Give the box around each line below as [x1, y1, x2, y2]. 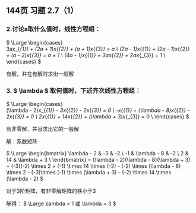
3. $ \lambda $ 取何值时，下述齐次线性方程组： [6, 86, 141, 95]
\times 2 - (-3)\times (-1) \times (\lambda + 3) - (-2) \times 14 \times [6, 168, 172, 176]
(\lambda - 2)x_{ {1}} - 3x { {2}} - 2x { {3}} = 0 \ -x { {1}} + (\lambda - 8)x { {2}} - [6, 106, 190, 114]
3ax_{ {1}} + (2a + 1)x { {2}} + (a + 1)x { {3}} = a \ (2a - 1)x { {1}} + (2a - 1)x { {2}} [6, 45, 190, 52]
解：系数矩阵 [6, 137, 37, 145]
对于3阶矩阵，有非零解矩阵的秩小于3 [6, 187, 96, 195]
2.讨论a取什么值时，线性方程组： [6, 25, 101, 33]
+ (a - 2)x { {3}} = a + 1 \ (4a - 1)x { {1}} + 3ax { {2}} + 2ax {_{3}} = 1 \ [6, 51, 166, 58]
